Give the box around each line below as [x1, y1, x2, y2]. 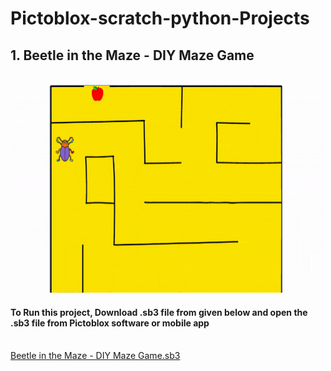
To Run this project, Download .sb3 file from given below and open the [10, 306, 308, 318]
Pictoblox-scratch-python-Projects [10, 7, 310, 30]
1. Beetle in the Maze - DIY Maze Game [10, 47, 255, 64]
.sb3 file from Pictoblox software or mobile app [10, 317, 210, 329]
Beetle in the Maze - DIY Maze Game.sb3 [10, 350, 181, 362]
